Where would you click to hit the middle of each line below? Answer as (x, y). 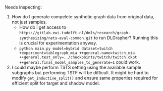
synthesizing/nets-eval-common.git (56, 38)
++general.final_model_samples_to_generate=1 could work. (80, 62)
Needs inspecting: (23, 7)
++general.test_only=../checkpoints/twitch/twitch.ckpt (78, 57)
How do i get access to (43, 27)
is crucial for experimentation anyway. (58, 43)
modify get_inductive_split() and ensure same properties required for (85, 78)
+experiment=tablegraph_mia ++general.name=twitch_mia (77, 53)
